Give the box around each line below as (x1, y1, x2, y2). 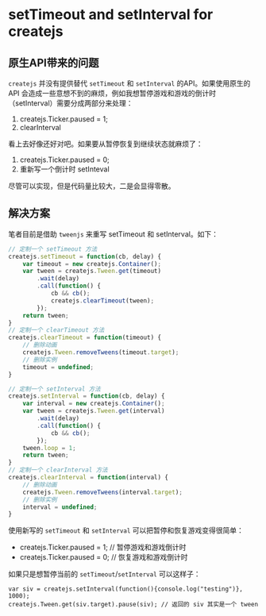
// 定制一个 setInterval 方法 (8, 385, 101, 393)
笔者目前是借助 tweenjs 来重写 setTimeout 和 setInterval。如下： (8, 229, 218, 239)
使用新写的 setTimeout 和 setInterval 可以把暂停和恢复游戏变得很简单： (8, 526, 245, 535)
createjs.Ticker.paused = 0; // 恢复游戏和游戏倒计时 (19, 552, 188, 562)
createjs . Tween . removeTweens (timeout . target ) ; (22, 348, 179, 356)
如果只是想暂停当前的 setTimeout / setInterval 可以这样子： (8, 569, 201, 579)
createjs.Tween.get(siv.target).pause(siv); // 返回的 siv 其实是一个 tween (8, 601, 259, 609)
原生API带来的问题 (8, 56, 99, 69)
